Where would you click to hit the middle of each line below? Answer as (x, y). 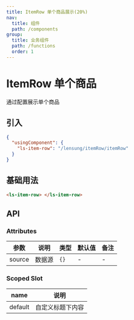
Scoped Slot (25, 279)
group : (15, 35)
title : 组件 (26, 23)
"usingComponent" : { (38, 143)
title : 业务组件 (31, 40)
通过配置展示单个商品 (33, 102)
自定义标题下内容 (60, 307)
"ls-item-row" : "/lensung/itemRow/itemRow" (73, 149)
